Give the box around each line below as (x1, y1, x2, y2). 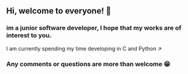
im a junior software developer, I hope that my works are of (6, 24, 182, 32)
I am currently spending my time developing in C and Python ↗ (6, 45, 162, 52)
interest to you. (6, 31, 52, 39)
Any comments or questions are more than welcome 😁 (6, 60, 171, 68)
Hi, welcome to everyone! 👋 (6, 6, 111, 16)
